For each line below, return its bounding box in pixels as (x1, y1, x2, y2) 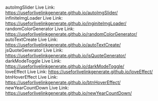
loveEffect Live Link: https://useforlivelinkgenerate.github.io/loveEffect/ (5, 69, 153, 75)
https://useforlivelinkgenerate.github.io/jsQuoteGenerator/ (5, 53, 126, 59)
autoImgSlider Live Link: (5, 5, 56, 10)
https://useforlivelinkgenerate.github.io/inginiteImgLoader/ (5, 20, 127, 26)
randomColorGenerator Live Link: (5, 26, 75, 32)
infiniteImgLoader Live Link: (5, 15, 63, 21)
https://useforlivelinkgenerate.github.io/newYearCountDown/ (5, 90, 132, 96)
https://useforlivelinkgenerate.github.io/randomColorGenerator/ (5, 31, 137, 37)
